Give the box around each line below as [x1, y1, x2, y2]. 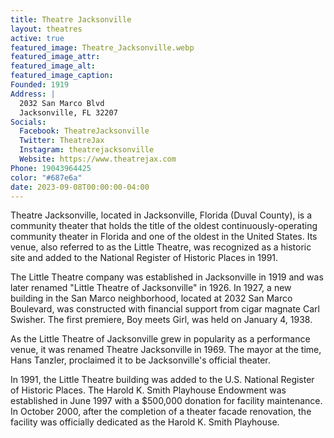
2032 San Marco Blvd [19, 98, 105, 108]
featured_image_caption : [10, 71, 114, 81]
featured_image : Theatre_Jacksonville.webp [10, 42, 195, 53]
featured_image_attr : [10, 52, 101, 62]
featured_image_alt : [10, 61, 97, 71]
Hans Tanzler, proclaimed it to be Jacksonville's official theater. [10, 354, 271, 366]
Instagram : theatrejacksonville [19, 145, 155, 155]
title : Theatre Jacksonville [10, 14, 132, 25]
